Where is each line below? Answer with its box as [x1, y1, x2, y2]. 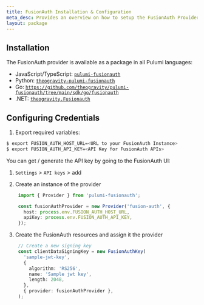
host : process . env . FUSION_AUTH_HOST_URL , [23, 209, 130, 215]
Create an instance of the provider [15, 180, 101, 188]
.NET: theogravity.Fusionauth [15, 95, 90, 102]
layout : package [6, 20, 47, 26]
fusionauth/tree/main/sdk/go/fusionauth [15, 90, 119, 96]
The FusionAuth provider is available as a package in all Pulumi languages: [6, 59, 193, 66]
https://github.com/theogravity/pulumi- [25, 84, 129, 91]
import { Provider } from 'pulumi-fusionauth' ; [18, 192, 141, 198]
